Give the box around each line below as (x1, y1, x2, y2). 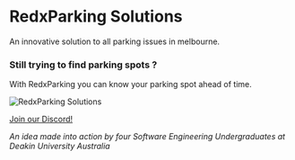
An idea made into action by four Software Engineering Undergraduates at (9, 131, 285, 142)
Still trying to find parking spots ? (9, 58, 158, 71)
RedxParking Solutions (9, 6, 183, 27)
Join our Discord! (9, 114, 74, 125)
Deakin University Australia (9, 141, 110, 152)
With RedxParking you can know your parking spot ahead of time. (9, 79, 253, 90)
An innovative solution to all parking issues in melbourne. (9, 36, 221, 47)
